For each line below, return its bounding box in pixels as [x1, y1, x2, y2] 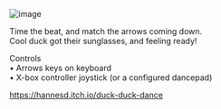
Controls [9, 53, 42, 63]
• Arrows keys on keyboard [9, 63, 111, 73]
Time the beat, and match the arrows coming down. [9, 26, 203, 36]
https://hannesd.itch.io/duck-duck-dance [9, 90, 163, 100]
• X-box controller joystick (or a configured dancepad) [9, 72, 213, 83]
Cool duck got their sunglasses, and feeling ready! [9, 36, 197, 46]
